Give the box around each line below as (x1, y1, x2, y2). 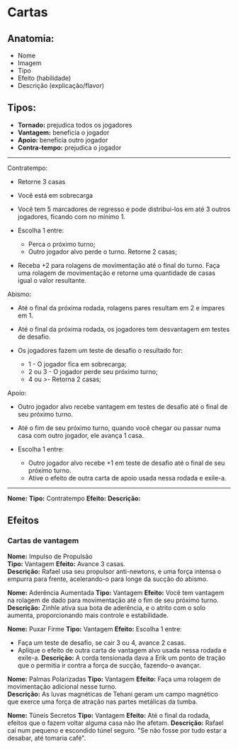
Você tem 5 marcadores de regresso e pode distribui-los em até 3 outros (17, 205, 231, 213)
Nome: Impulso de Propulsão (7, 552, 93, 561)
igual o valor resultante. (17, 276, 87, 284)
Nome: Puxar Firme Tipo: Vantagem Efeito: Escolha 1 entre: (7, 624, 182, 633)
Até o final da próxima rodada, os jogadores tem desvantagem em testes (17, 325, 230, 333)
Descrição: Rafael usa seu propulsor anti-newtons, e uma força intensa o (7, 567, 222, 575)
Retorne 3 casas (17, 177, 66, 186)
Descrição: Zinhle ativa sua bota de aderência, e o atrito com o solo (7, 603, 206, 612)
